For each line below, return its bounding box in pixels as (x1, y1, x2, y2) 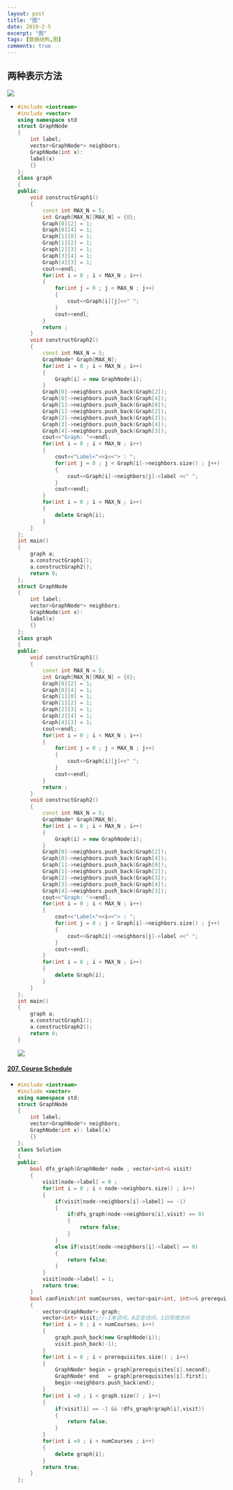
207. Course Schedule (7, 1064, 72, 1073)
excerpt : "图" (7, 29, 47, 37)
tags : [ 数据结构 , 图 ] (7, 36, 61, 43)
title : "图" (7, 17, 41, 24)
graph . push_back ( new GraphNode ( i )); (54, 1334, 161, 1342)
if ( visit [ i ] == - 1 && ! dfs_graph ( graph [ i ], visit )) (54, 1405, 205, 1412)
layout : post (7, 10, 45, 17)
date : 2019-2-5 (7, 23, 51, 30)
